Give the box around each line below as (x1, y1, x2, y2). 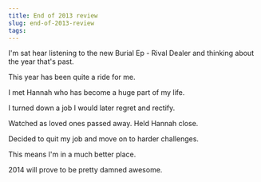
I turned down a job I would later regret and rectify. (8, 103, 176, 113)
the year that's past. (8, 57, 74, 66)
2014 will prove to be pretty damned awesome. (8, 165, 163, 175)
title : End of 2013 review (8, 11, 98, 20)
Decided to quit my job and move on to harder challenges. (8, 134, 200, 144)
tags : (8, 26, 26, 34)
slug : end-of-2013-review (8, 19, 94, 27)
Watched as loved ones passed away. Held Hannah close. (8, 119, 199, 129)
